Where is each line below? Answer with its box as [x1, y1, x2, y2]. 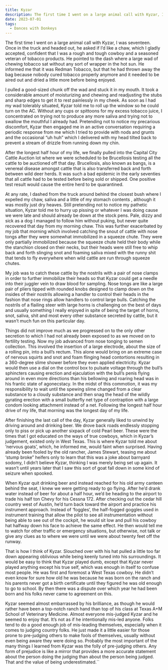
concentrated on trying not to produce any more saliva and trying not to [5, 113, 153, 119]
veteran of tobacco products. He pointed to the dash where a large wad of [5, 56, 158, 62]
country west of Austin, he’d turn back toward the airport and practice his [5, 501, 156, 507]
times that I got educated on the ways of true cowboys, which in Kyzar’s [5, 433, 154, 439]
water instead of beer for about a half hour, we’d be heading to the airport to [5, 491, 162, 497]
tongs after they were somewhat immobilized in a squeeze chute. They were [5, 234, 162, 240]
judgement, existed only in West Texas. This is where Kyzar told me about [5, 439, 157, 445]
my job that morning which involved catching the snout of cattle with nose [5, 228, 158, 234]
